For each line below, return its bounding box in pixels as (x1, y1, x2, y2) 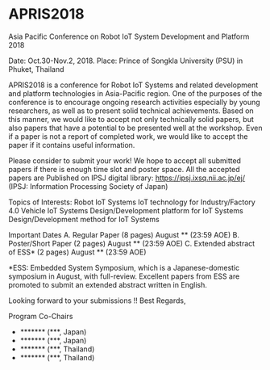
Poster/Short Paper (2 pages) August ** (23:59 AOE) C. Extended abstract (8, 238, 255, 248)
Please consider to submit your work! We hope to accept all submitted (8, 155, 242, 166)
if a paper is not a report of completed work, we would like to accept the (8, 131, 248, 141)
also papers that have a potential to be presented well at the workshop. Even (8, 123, 263, 132)
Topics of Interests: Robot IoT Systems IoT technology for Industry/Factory (8, 197, 255, 207)
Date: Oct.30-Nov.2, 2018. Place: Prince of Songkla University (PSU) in (8, 56, 243, 65)
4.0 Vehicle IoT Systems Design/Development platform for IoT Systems (8, 205, 243, 215)
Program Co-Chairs (8, 311, 73, 321)
